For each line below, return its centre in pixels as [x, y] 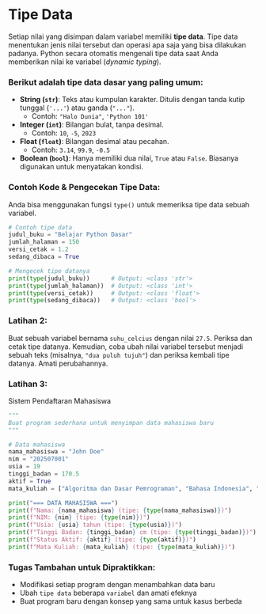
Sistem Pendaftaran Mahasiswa [59, 400]
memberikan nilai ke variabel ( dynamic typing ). [85, 62]
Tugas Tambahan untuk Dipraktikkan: [82, 567]
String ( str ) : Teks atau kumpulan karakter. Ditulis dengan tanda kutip [132, 100]
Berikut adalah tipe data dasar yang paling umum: [106, 82]
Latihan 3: [28, 384]
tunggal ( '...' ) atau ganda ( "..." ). [77, 108]
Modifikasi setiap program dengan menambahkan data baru [117, 585]
